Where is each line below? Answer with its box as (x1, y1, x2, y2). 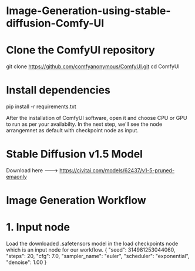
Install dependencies (6, 83, 110, 97)
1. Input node (6, 220, 70, 234)
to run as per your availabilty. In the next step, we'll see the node (6, 121, 163, 128)
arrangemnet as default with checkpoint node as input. (6, 127, 139, 134)
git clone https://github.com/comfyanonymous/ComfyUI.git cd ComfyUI (6, 63, 180, 70)
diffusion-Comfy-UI (6, 16, 105, 30)
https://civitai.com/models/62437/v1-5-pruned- (59, 167, 175, 174)
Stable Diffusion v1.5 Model (6, 148, 143, 161)
